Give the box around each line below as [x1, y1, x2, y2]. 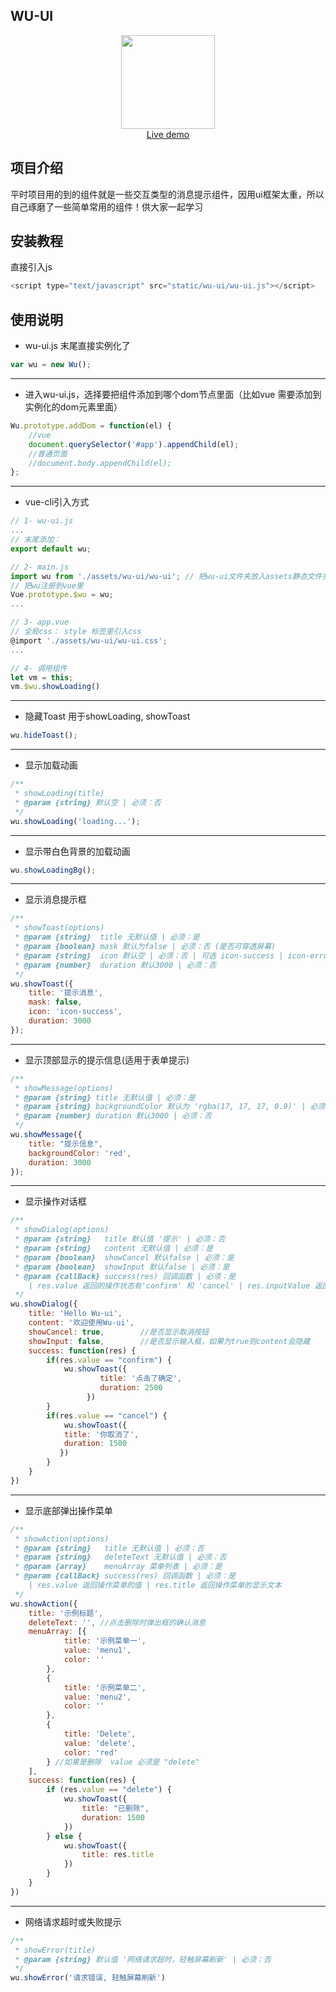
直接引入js [10, 261, 53, 273]
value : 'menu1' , [63, 1645, 132, 1656]
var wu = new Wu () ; [10, 360, 92, 370]
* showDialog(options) [14, 1225, 110, 1235]
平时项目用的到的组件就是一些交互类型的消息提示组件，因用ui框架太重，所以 [10, 188, 325, 200]
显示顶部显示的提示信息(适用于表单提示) [24, 1054, 190, 1066]
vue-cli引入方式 [24, 496, 90, 508]
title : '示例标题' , [28, 1608, 103, 1618]
